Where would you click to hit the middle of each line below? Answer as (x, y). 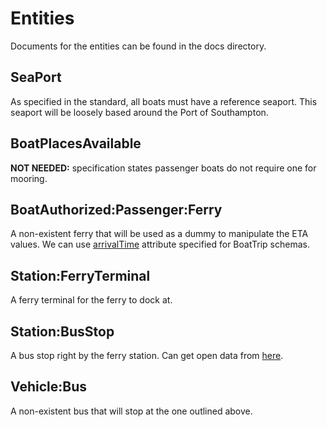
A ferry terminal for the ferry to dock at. (91, 300)
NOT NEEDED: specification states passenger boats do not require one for (163, 168)
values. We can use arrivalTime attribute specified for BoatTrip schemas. (160, 244)
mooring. (29, 178)
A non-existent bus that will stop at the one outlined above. (131, 411)
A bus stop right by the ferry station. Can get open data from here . (147, 355)
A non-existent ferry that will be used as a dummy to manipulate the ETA (159, 234)
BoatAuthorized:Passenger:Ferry (116, 209)
